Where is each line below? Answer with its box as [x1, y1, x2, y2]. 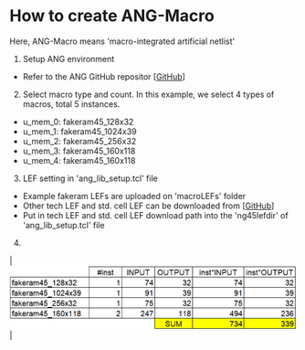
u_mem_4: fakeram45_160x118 [22, 154, 136, 165]
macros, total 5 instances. [22, 98, 121, 110]
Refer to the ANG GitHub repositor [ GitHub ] [22, 70, 185, 82]
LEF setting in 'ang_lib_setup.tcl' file [22, 173, 158, 184]
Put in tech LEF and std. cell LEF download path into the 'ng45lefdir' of [22, 209, 289, 220]
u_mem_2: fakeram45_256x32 [22, 135, 137, 146]
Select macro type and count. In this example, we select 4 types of [22, 89, 275, 100]
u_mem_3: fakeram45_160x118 [22, 145, 136, 156]
